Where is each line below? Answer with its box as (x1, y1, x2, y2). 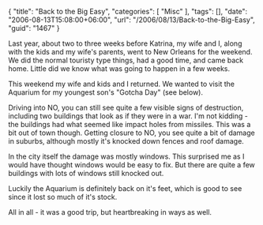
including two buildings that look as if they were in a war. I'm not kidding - (8, 111, 249, 121)
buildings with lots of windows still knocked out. (8, 169, 164, 178)
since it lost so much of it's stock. (8, 193, 118, 201)
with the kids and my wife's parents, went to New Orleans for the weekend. (8, 47, 253, 56)
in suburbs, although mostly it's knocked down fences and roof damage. (8, 137, 245, 145)
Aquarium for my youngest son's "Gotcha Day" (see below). (8, 88, 204, 97)
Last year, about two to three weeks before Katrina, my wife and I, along (8, 39, 242, 48)
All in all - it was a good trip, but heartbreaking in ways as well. (8, 208, 212, 216)
